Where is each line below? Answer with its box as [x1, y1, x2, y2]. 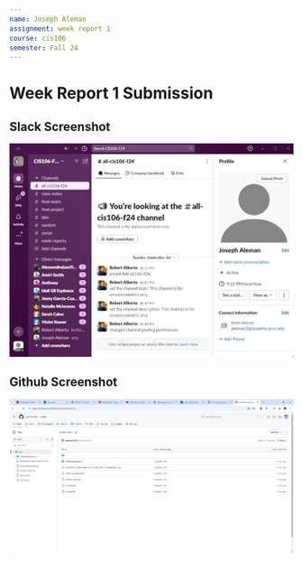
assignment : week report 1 [9, 23, 111, 33]
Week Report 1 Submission [9, 83, 214, 104]
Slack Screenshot [9, 118, 111, 135]
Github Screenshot [9, 375, 118, 390]
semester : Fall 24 [9, 43, 78, 52]
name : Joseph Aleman [9, 14, 87, 23]
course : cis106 [9, 33, 67, 42]
